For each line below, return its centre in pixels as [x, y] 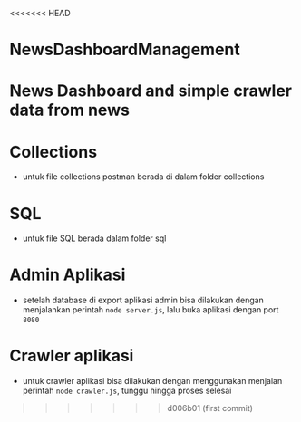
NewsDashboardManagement [125, 50]
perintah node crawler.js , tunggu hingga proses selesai [127, 391]
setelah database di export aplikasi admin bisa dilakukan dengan [143, 300]
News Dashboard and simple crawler [151, 91]
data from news [69, 110]
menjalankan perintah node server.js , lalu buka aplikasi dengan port [150, 310]
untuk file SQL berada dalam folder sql [94, 238]
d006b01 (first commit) [210, 408]
